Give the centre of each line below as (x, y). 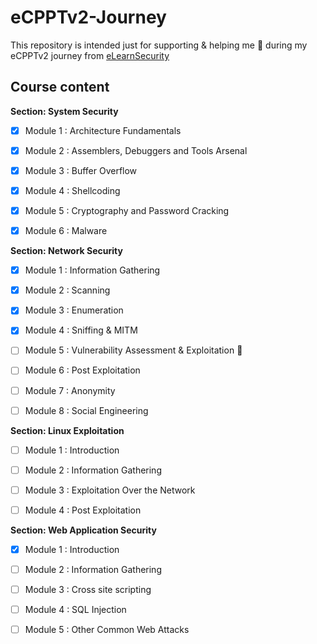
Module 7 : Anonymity (70, 390)
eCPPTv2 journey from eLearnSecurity (90, 55)
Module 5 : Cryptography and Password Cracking (127, 210)
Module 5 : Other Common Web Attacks (107, 630)
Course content (60, 87)
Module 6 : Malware (66, 231)
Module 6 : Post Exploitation (82, 370)
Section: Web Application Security (83, 530)
